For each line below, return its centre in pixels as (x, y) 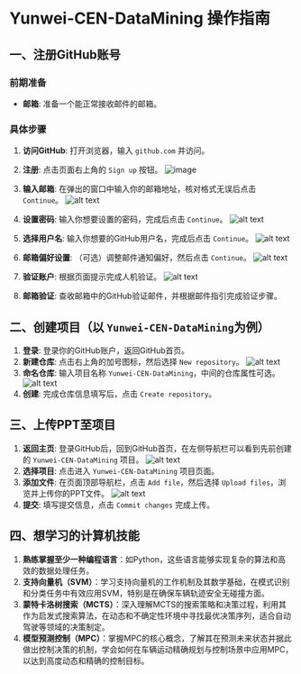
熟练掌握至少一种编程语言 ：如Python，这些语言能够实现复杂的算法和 (150, 559)
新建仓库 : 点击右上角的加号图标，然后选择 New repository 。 (133, 361)
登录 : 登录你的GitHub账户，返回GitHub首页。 (106, 350)
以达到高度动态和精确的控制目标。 (86, 660)
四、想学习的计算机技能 (74, 536)
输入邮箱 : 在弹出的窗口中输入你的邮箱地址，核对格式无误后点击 (139, 189)
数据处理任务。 (66, 570)
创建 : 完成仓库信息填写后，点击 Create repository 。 (119, 394)
